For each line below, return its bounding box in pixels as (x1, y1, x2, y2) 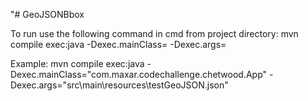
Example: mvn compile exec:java (10, 58, 145, 69)
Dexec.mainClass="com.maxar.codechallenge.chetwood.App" (10, 69, 268, 80)
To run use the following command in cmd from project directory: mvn (10, 28, 299, 39)
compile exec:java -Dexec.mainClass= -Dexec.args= (10, 39, 227, 50)
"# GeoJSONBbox (10, 9, 85, 20)
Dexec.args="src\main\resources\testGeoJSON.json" (10, 79, 229, 91)
